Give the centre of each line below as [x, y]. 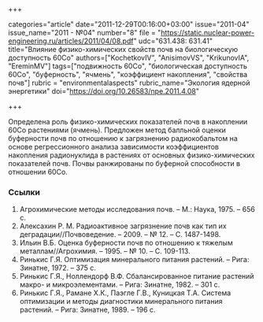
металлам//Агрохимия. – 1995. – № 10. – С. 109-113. [105, 251]
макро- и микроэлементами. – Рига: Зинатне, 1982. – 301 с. [120, 285]
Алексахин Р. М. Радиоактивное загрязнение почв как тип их [123, 226]
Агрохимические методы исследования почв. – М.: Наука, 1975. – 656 [137, 209]
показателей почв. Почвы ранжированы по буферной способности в [124, 163]
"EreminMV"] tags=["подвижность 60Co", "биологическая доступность [128, 66]
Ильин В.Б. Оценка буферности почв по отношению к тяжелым [126, 243]
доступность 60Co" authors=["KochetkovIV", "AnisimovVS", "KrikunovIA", [129, 57]
